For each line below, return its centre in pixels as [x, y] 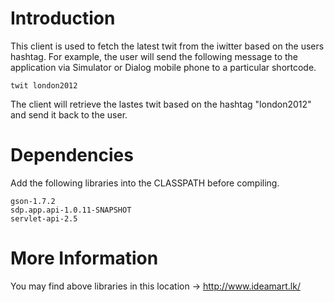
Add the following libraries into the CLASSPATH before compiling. [145, 183]
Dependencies [72, 155]
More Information [84, 258]
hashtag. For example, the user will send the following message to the [154, 56]
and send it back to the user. [69, 114]
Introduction [63, 18]
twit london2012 [44, 85]
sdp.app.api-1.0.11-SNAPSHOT [71, 210]
